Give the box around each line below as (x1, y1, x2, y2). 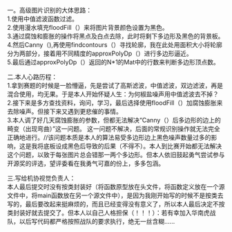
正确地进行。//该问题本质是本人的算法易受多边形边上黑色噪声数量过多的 (7, 134, 212, 141)
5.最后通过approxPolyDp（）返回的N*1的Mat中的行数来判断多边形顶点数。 (7, 58, 220, 66)
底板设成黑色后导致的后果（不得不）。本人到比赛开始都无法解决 (43, 142, 222, 150)
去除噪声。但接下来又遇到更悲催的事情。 (7, 107, 122, 116)
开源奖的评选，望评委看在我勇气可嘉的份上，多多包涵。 (7, 159, 164, 168)
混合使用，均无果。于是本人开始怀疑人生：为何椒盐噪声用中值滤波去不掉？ (7, 90, 219, 98)
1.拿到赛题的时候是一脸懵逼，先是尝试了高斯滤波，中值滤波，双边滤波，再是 (7, 82, 223, 89)
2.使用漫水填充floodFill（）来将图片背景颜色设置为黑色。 (7, 24, 168, 31)
